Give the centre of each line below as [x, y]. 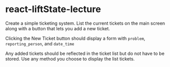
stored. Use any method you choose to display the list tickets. [70, 58]
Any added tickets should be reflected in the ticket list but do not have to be [85, 53]
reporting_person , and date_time [40, 43]
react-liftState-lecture [53, 9]
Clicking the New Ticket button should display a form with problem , [75, 38]
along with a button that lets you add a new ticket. [58, 28]
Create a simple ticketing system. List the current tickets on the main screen [85, 23]
